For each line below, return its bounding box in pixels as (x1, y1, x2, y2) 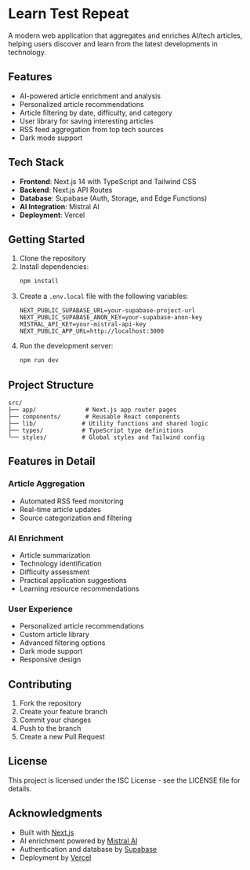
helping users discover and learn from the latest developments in (8, 39, 218, 48)
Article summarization (19, 550, 91, 559)
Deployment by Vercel (19, 853, 92, 862)
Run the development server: (19, 341, 114, 351)
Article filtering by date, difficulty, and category (19, 108, 172, 117)
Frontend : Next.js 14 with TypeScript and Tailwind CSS (19, 176, 197, 186)
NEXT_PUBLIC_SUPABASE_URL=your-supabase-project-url (19, 307, 196, 315)
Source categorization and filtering (19, 513, 132, 522)
